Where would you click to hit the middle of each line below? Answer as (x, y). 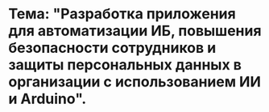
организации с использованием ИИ (135, 82)
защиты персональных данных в (125, 65)
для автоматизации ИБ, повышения (135, 31)
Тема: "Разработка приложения (122, 14)
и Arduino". (48, 99)
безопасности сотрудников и (112, 48)
